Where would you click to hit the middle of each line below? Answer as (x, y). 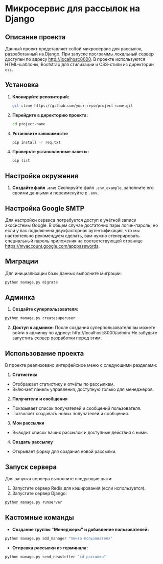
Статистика (25, 375)
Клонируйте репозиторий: (41, 96)
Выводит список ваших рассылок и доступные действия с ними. (80, 433)
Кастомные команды (40, 518)
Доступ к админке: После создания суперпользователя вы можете (84, 328)
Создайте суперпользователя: (45, 309)
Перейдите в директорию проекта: (50, 115)
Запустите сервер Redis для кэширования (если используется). (79, 488)
